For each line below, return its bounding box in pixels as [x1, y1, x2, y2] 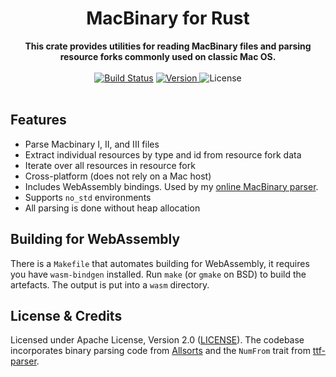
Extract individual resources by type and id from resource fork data [24, 148, 302, 161]
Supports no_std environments [24, 191, 152, 203]
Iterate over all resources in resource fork [24, 159, 196, 171]
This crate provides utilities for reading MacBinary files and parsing [24, 40, 312, 52]
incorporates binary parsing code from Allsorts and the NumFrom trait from [10, 345, 311, 357]
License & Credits [10, 307, 123, 324]
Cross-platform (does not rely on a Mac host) [24, 170, 212, 182]
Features [10, 112, 67, 129]
